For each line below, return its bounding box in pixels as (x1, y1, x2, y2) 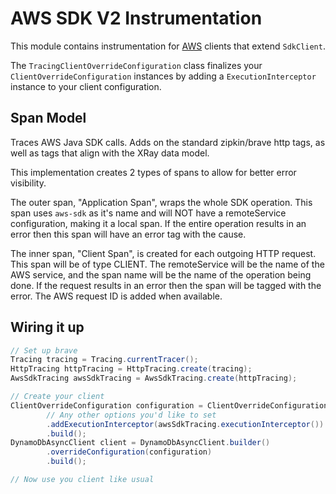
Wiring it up (10, 319, 85, 336)
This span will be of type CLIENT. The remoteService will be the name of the (10, 258, 325, 270)
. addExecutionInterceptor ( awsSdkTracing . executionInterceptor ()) (46, 419, 325, 429)
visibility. (10, 177, 47, 189)
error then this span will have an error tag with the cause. (10, 228, 247, 240)
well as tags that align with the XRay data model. (10, 147, 210, 159)
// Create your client (10, 392, 105, 402)
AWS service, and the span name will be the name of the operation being (10, 268, 312, 281)
